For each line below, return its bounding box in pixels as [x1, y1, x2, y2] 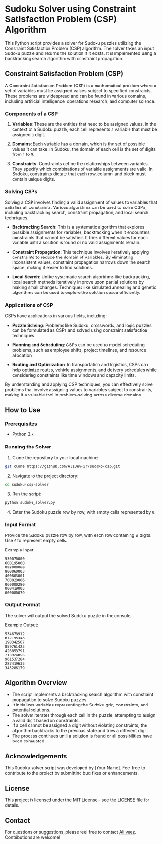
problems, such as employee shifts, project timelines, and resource [12, 347, 146, 353]
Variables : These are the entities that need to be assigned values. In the [12, 121, 156, 127]
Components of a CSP [5, 110, 58, 117]
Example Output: [5, 622, 39, 628]
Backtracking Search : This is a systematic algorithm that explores [12, 224, 145, 230]
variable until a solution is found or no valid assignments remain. [12, 240, 141, 246]
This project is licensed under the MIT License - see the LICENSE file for [5, 797, 149, 803]
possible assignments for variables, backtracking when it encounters [12, 229, 150, 235]
